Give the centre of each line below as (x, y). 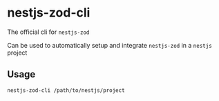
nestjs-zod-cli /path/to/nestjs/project (66, 90)
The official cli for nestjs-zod (48, 32)
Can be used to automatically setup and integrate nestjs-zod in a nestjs (109, 45)
